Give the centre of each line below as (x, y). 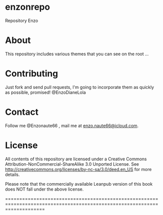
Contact (22, 112)
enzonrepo (28, 7)
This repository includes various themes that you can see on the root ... (77, 54)
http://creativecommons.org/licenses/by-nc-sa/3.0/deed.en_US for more (78, 169)
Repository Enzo (22, 21)
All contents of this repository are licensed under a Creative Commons (76, 159)
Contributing (32, 74)
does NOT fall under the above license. (45, 189)
